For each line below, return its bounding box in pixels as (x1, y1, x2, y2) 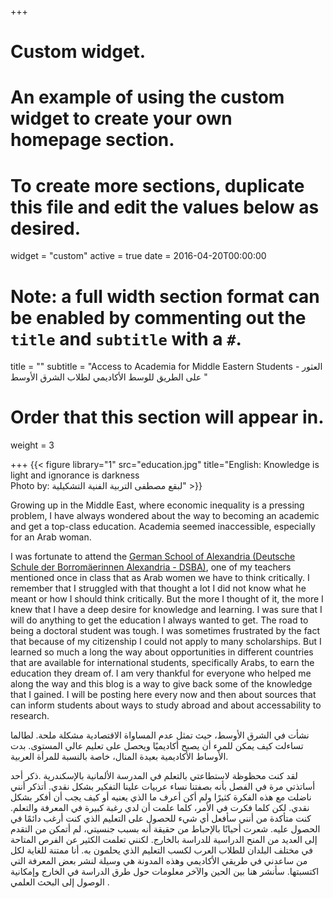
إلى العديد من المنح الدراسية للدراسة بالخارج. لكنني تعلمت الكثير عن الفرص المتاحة (10, 834, 318, 846)
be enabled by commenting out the (10, 306, 307, 329)
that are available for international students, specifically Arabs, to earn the (10, 657, 315, 669)
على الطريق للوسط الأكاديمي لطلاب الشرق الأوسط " (10, 371, 208, 383)
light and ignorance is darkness (10, 469, 140, 481)
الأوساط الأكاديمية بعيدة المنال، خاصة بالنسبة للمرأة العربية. (10, 751, 229, 763)
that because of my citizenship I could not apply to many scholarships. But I (10, 636, 322, 648)
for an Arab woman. (10, 531, 92, 543)
